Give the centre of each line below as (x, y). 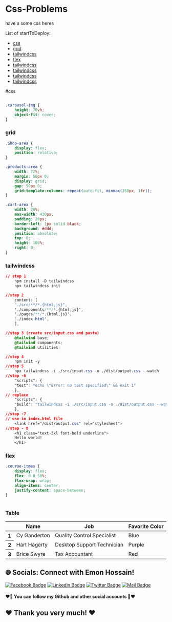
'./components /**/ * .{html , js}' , (49, 309)
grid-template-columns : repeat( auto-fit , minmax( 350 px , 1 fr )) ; (83, 191)
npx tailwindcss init (37, 286)
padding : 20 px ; (31, 219)
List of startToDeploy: (28, 33)
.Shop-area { (19, 143)
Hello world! (28, 438)
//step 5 (15, 366)
